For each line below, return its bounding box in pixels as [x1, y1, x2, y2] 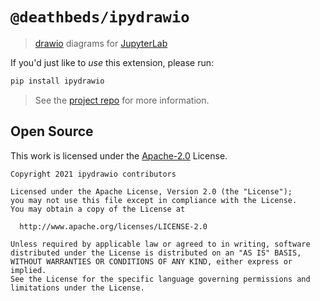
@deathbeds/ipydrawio [10, 8, 190, 27]
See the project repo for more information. [34, 94, 210, 106]
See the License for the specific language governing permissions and [10, 274, 311, 284]
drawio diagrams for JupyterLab [34, 37, 168, 49]
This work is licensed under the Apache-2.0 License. [10, 149, 228, 162]
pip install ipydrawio [10, 76, 105, 86]
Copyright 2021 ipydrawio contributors [10, 169, 177, 179]
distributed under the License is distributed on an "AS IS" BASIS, [10, 248, 302, 258]
